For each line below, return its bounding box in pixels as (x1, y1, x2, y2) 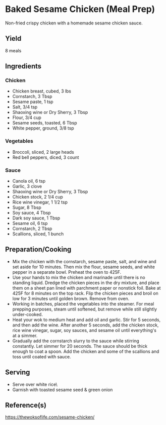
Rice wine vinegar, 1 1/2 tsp (12, 199, 68, 205)
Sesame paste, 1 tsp (12, 99, 54, 105)
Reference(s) (5, 401, 47, 410)
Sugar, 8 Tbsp (12, 205, 42, 211)
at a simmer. (12, 332, 38, 338)
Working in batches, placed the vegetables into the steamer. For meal (12, 301, 155, 307)
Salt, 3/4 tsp (12, 104, 38, 110)
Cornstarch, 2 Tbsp (12, 225, 53, 232)
